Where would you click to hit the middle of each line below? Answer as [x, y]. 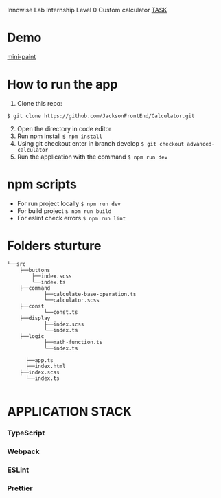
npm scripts [42, 184]
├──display [35, 318]
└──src [16, 264]
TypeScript [26, 433]
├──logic [32, 336]
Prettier [20, 488]
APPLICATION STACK [70, 411]
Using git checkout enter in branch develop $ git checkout [101, 143]
